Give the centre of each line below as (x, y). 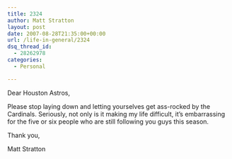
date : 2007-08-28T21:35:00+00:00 (57, 34)
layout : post (27, 27)
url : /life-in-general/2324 (49, 40)
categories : (25, 60)
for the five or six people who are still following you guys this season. (108, 122)
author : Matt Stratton (41, 20)
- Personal (30, 66)
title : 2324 (25, 14)
